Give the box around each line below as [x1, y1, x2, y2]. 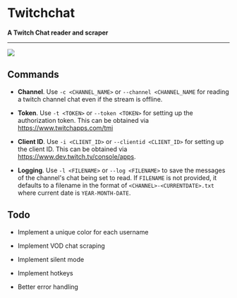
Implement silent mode [17, 255, 85, 263]
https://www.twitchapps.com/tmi [17, 124, 114, 132]
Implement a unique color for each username [17, 227, 149, 236]
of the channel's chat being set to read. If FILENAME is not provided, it [17, 173, 217, 181]
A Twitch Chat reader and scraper [7, 28, 109, 37]
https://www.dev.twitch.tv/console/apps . [17, 152, 136, 160]
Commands [7, 68, 60, 81]
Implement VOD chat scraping [17, 242, 106, 250]
